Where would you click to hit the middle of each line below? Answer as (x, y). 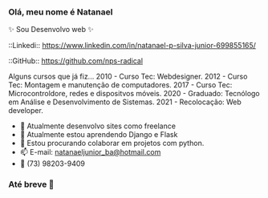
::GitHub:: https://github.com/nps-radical (75, 61)
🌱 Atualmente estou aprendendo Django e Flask (99, 135)
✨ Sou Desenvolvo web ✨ (51, 30)
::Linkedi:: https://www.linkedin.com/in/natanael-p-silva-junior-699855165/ (132, 46)
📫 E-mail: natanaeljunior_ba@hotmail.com (90, 152)
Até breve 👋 (31, 184)
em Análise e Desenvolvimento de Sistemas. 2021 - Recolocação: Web (125, 102)
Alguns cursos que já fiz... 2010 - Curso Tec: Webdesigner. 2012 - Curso (128, 77)
